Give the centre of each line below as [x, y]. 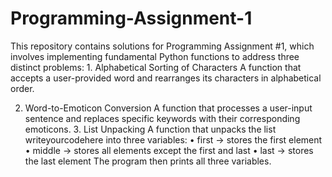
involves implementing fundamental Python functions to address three [155, 56]
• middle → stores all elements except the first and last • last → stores [169, 150]
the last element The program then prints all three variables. [148, 161]
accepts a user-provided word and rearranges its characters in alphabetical [166, 78]
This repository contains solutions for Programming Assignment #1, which [162, 46]
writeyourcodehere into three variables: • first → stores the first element [173, 139]
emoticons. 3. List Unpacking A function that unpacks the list [150, 129]
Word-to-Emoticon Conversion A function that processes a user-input [168, 108]
